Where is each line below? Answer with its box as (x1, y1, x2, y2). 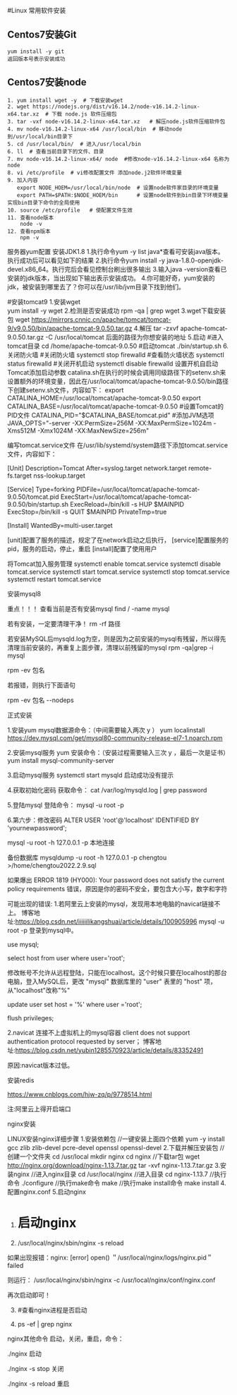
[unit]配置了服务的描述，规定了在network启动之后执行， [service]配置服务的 (7, 536, 229, 544)
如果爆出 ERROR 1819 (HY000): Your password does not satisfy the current (7, 876, 225, 884)
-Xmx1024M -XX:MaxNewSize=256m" (37, 426, 150, 435)
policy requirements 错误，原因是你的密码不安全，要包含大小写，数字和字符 (7, 884, 228, 893)
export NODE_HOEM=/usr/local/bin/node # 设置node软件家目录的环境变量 (16, 184, 219, 191)
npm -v (20, 234, 39, 241)
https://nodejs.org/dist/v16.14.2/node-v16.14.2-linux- (32, 103, 200, 110)
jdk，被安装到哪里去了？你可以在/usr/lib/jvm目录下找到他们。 (7, 282, 186, 291)
